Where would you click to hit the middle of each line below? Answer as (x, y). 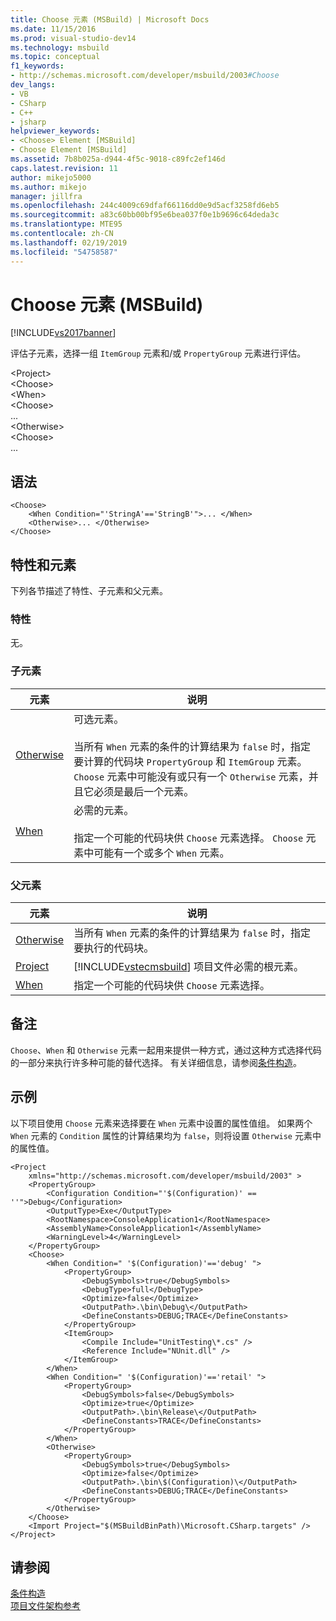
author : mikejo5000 (51, 177)
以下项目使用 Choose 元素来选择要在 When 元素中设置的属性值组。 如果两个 (161, 1123)
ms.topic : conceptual (55, 57)
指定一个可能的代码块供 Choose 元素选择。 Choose (188, 838)
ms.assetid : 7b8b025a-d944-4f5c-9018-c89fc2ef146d (118, 159)
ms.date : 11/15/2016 (53, 29)
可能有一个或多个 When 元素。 (161, 853)
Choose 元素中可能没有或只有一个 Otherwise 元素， (191, 776)
